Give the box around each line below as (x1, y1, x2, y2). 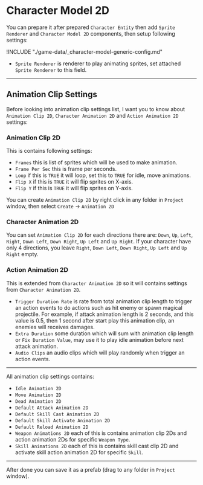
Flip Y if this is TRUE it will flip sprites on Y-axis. (14, 185, 133, 192)
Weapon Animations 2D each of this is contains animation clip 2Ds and (14, 429, 187, 437)
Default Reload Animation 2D (14, 424, 89, 430)
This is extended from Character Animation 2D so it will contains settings (6, 279, 187, 287)
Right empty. (6, 251, 39, 258)
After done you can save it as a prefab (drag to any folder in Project (6, 466, 175, 473)
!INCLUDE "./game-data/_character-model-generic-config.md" (6, 48, 163, 55)
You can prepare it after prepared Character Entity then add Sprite (6, 24, 175, 31)
